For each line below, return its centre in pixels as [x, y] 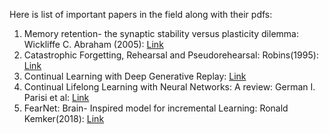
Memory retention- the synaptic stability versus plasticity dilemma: [161, 33]
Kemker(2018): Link [64, 118]
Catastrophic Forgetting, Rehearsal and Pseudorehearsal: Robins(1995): [171, 55]
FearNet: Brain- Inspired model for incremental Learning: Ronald [156, 108]
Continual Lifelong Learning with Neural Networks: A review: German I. [169, 87]
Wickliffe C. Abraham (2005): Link [93, 44]
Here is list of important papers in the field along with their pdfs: [141, 14]
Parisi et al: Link [56, 97]
